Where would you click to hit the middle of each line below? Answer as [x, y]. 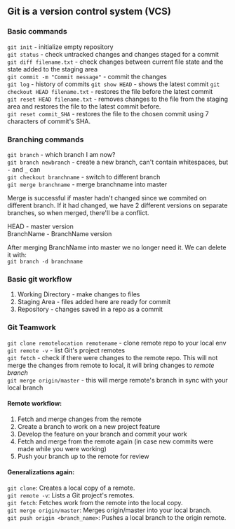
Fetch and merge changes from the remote [79, 419]
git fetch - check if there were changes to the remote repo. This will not [113, 357]
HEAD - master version [40, 226]
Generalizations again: [41, 472]
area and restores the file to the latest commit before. [84, 106]
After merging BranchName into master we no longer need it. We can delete [117, 247]
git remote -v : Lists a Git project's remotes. [71, 495]
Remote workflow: [35, 404]
